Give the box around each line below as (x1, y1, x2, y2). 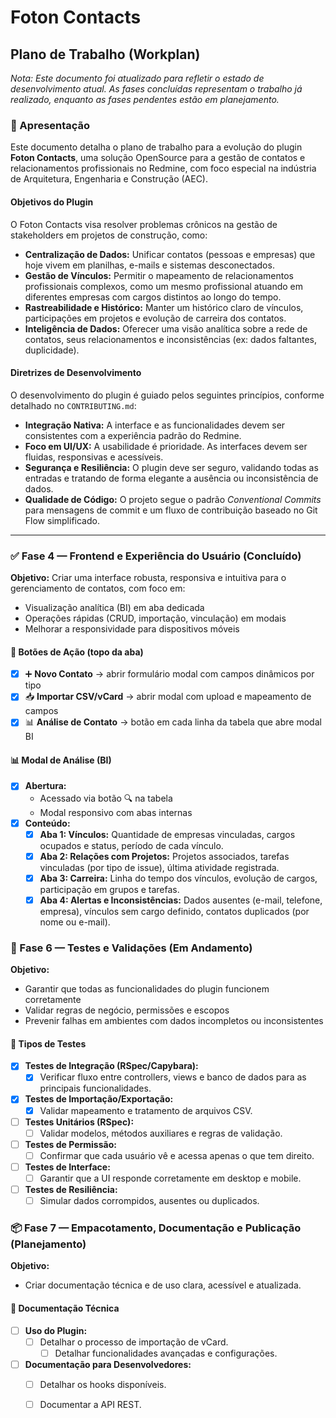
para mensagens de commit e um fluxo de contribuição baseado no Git (24, 504, 318, 516)
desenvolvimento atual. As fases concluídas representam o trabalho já (10, 83, 303, 95)
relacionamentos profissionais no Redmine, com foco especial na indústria (10, 162, 317, 175)
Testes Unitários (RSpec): (24, 1116, 135, 1128)
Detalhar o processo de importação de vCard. (39, 1336, 229, 1348)
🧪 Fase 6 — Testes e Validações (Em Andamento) (10, 941, 253, 955)
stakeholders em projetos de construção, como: (10, 229, 208, 241)
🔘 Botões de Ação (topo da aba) (10, 646, 144, 658)
